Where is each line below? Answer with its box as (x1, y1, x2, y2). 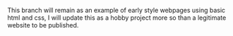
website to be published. (7, 21, 79, 29)
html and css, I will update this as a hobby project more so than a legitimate (7, 13, 227, 22)
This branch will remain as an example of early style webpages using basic (7, 6, 226, 14)
